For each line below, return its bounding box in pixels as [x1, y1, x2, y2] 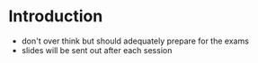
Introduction [8, 6, 103, 27]
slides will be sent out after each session [21, 44, 173, 55]
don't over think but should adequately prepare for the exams [21, 35, 249, 46]
